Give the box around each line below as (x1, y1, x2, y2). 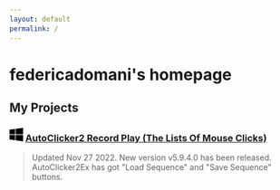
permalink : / (9, 24, 59, 33)
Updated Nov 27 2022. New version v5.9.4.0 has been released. (31, 152, 272, 163)
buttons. (31, 172, 63, 183)
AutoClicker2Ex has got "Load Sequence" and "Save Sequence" (31, 162, 272, 173)
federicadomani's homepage (9, 64, 233, 85)
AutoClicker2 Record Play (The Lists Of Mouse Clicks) (24, 132, 267, 144)
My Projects (9, 100, 79, 116)
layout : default (9, 14, 71, 24)
